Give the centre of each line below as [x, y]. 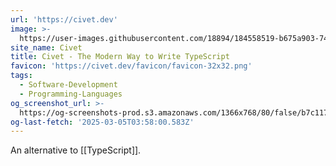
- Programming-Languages [71, 94]
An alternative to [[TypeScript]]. [76, 150]
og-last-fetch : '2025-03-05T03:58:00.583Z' [102, 122]
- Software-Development [68, 85]
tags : [21, 76]
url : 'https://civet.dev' [64, 19]
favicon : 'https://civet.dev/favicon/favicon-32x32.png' [131, 66]
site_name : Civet [46, 47]
